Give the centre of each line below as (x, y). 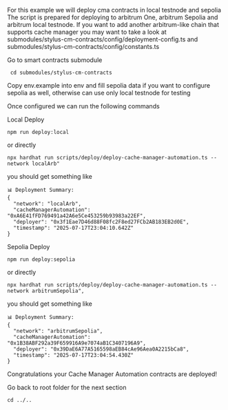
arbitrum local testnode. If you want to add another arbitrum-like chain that (113, 25)
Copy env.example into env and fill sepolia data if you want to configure (109, 85)
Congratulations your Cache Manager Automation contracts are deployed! (112, 374)
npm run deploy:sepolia (41, 260)
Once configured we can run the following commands (83, 106)
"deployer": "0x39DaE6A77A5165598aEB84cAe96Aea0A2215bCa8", (101, 349)
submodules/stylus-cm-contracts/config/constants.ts (83, 47)
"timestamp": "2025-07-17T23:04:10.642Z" (74, 228)
